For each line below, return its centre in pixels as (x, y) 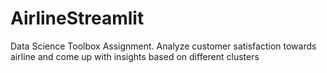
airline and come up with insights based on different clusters (135, 56)
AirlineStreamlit (77, 18)
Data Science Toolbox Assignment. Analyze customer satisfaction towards (163, 46)
